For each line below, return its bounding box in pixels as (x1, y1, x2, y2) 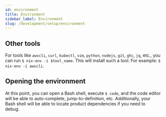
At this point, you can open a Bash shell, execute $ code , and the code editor (5, 90, 161, 96)
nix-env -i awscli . (5, 63, 44, 69)
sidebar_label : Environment (5, 16, 63, 21)
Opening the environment (5, 77, 86, 85)
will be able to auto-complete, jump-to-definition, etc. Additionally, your (5, 95, 151, 101)
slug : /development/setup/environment (5, 21, 85, 26)
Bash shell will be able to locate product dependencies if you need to (5, 101, 146, 107)
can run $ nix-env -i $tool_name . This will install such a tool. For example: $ (5, 58, 161, 64)
